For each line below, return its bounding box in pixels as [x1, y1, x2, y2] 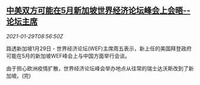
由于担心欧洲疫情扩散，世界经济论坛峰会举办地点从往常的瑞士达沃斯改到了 [6, 64, 189, 72]
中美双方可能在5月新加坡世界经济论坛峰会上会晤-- [6, 5, 190, 16]
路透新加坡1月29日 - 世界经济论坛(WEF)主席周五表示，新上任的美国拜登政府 [6, 45, 192, 52]
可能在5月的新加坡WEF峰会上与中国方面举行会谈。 [6, 52, 130, 59]
